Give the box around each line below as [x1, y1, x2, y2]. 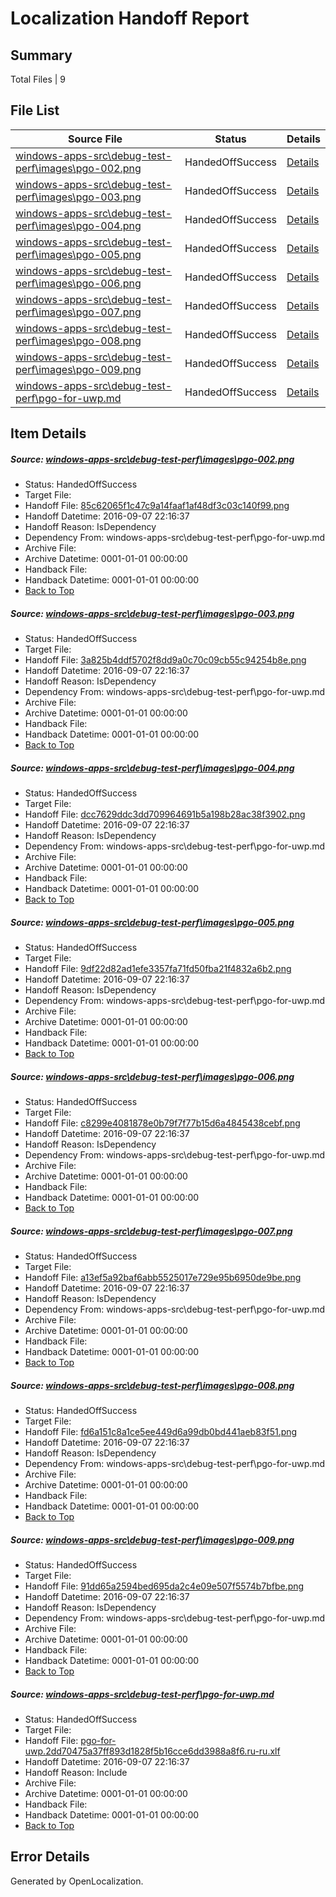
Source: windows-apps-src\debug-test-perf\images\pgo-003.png [10, 607, 295, 619]
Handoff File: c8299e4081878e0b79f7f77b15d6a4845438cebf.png [24, 1117, 301, 1129]
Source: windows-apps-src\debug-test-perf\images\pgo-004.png [10, 762, 295, 774]
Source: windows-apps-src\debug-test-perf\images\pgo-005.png [10, 916, 295, 928]
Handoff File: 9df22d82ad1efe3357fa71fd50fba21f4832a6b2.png [24, 963, 292, 975]
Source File [67, 132, 123, 146]
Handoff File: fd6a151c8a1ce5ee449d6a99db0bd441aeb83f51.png [24, 1425, 298, 1437]
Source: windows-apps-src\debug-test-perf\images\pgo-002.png [10, 453, 295, 465]
